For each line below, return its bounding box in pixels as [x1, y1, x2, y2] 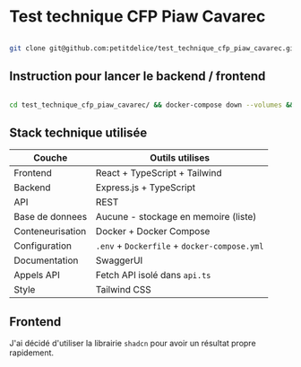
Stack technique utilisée [9, 125, 148, 140]
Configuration [13, 240, 72, 252]
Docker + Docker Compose [95, 225, 211, 238]
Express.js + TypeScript [95, 181, 195, 194]
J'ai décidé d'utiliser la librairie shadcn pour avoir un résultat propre [9, 338, 257, 349]
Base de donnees [13, 211, 88, 223]
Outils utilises [150, 152, 211, 164]
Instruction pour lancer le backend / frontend [9, 69, 266, 84]
